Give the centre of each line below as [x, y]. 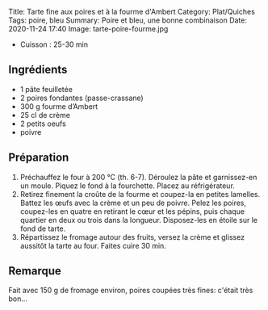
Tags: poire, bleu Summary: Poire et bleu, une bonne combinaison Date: [128, 20]
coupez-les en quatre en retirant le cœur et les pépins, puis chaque [132, 211]
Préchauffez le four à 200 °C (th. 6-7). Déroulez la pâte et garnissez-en [138, 177]
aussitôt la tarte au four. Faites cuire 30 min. [93, 245]
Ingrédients [38, 70]
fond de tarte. [43, 228]
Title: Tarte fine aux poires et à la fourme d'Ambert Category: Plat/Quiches [132, 12]
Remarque [35, 271]
